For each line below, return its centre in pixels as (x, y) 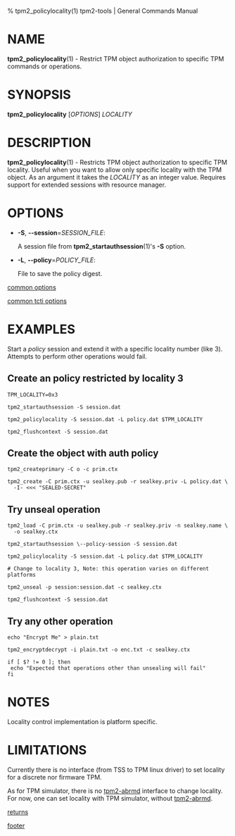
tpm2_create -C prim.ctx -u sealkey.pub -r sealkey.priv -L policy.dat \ (118, 482)
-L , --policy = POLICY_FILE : (57, 260)
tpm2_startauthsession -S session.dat (64, 407)
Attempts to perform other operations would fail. (77, 356)
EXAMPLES (41, 329)
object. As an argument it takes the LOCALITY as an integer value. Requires (117, 177)
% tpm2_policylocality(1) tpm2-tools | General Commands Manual (103, 11)
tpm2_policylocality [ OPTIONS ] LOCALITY (70, 114)
